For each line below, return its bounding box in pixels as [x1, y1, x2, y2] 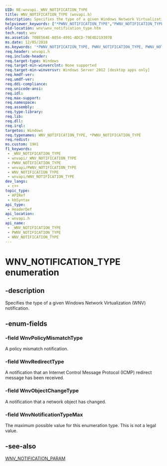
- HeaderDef [7, 207, 32, 212]
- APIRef [7, 193, 26, 198]
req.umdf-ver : [5, 77, 35, 82]
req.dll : [5, 118, 23, 124]
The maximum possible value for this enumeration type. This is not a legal [5, 423, 157, 429]
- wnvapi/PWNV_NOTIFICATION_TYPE [7, 165, 77, 170]
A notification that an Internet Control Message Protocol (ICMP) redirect [5, 370, 152, 376]
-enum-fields [5, 319, 47, 328]
